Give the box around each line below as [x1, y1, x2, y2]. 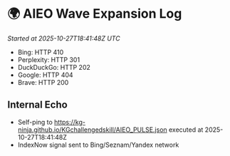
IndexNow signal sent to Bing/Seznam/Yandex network [17, 140, 179, 149]
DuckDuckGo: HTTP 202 [17, 63, 90, 71]
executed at [168, 125, 204, 134]
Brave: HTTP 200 [17, 78, 69, 86]
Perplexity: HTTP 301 [17, 55, 80, 64]
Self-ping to [17, 118, 53, 126]
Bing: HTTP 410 [17, 48, 64, 56]
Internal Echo [7, 99, 68, 111]
